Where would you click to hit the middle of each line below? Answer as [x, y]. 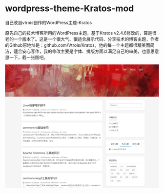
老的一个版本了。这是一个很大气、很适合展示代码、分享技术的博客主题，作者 [82, 39]
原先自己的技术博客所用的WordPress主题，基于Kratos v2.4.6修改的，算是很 [81, 33]
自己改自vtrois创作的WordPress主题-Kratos [49, 22]
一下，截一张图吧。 [28, 57]
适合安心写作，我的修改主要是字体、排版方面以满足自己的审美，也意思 [84, 51]
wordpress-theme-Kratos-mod [70, 9]
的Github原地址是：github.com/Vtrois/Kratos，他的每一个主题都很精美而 [78, 45]
